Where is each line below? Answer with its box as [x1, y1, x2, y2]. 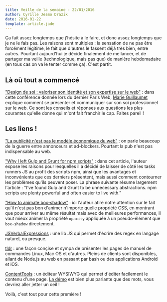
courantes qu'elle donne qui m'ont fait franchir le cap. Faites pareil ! [5, 110, 144, 116]
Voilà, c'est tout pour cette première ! [5, 291, 81, 297]
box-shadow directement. [5, 220, 55, 227]
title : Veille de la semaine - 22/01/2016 [5, 7, 95, 12]
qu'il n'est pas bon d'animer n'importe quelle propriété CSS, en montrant [5, 205, 155, 211]
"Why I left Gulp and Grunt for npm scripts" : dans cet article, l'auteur [5, 158, 147, 164]
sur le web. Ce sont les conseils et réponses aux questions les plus [5, 105, 143, 111]
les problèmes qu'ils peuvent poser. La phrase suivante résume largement [5, 179, 157, 185]
